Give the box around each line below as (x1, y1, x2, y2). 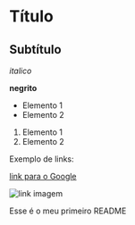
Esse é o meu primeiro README (9, 205, 127, 216)
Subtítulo (9, 42, 62, 57)
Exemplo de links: (9, 154, 74, 164)
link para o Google (9, 171, 78, 181)
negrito (9, 83, 38, 93)
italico (9, 65, 32, 76)
